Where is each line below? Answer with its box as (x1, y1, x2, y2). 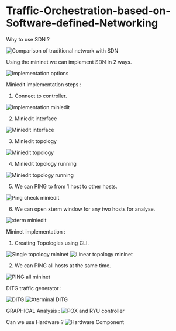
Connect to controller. (14, 92, 67, 99)
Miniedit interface (14, 115, 57, 122)
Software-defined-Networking (6, 16, 158, 30)
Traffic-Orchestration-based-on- (6, 4, 171, 18)
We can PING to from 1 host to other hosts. (14, 183, 118, 190)
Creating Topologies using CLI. (14, 239, 89, 246)
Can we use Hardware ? (6, 318, 64, 325)
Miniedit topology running (14, 160, 77, 167)
